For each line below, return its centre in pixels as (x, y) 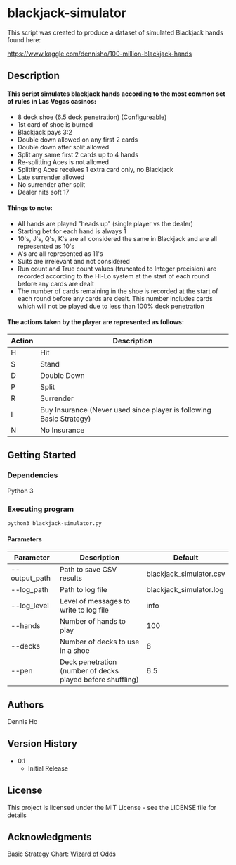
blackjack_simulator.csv (186, 574)
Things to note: (30, 208)
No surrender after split (51, 184)
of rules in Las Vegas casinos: (52, 101)
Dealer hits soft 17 (43, 192)
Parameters (25, 539)
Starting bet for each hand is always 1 (72, 231)
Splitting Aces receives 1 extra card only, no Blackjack (96, 169)
